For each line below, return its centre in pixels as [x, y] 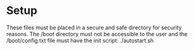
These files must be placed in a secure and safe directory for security [94, 27]
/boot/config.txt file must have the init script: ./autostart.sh [80, 40]
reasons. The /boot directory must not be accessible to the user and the [97, 34]
